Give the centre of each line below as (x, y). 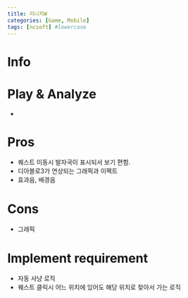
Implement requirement (78, 258)
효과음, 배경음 (37, 180)
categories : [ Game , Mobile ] (49, 20)
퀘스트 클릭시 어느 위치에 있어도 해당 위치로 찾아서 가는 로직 (99, 287)
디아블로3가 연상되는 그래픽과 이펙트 (68, 171)
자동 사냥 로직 (36, 278)
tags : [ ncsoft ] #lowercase (47, 27)
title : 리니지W (27, 14)
